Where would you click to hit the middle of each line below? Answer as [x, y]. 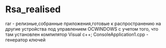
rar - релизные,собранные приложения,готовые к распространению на [83, 23]
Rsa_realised [33, 9]
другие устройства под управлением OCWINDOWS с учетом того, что [82, 29]
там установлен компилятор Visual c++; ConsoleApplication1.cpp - [77, 34]
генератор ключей [25, 40]
